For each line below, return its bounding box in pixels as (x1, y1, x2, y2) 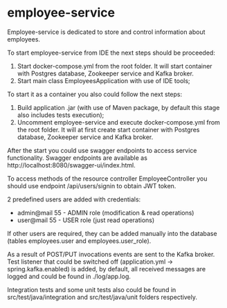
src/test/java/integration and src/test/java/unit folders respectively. (7, 293, 198, 301)
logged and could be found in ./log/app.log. (7, 272, 131, 280)
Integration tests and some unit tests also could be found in (7, 285, 176, 293)
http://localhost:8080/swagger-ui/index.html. (7, 161, 136, 169)
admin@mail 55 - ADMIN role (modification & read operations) (17, 208, 194, 217)
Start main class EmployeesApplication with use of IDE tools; (17, 76, 190, 84)
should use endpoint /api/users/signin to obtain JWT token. (7, 181, 176, 190)
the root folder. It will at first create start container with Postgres (17, 125, 200, 134)
